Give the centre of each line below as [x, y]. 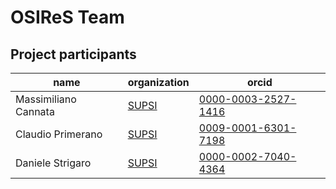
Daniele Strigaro [53, 163]
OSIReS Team [67, 17]
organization [158, 82]
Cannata [35, 111]
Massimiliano [46, 99]
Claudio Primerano [59, 134]
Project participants [73, 54]
